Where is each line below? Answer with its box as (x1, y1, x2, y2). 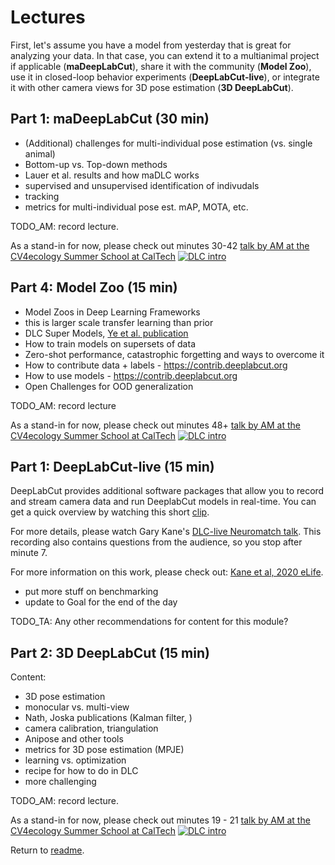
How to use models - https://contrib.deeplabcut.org (24, 369, 238, 381)
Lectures (10, 6, 86, 29)
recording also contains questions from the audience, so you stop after (10, 536, 303, 548)
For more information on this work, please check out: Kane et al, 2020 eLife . (10, 566, 324, 578)
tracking (24, 190, 60, 202)
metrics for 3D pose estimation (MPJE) (24, 744, 185, 756)
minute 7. (10, 547, 48, 559)
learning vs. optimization (24, 754, 127, 766)
